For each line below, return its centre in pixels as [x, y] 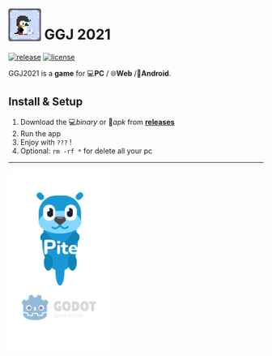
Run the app [40, 133]
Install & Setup [46, 102]
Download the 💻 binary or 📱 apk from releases [98, 122]
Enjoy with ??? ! [46, 142]
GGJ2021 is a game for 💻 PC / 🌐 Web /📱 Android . [90, 73]
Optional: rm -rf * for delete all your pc [86, 151]
